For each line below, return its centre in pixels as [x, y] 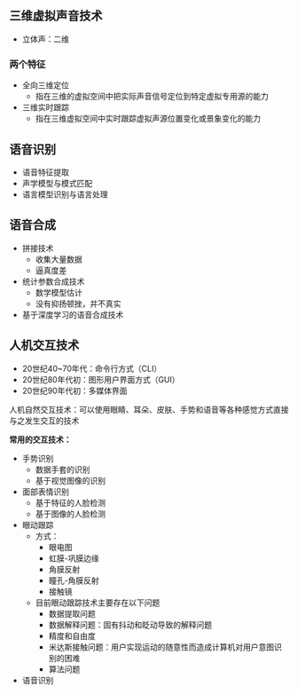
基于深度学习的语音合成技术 [73, 314]
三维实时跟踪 [45, 107]
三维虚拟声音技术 [56, 16]
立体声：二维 [45, 39]
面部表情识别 [45, 492]
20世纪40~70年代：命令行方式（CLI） [92, 368]
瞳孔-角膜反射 [74, 580]
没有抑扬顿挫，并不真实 [78, 304]
